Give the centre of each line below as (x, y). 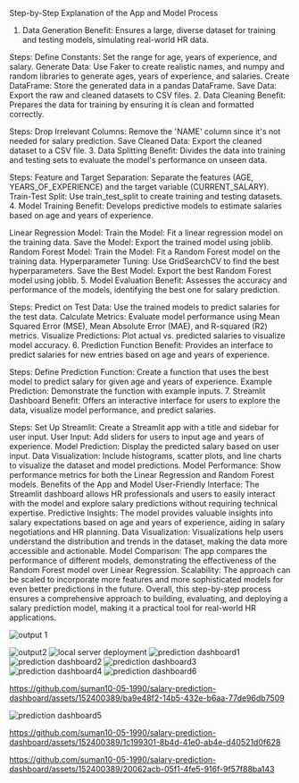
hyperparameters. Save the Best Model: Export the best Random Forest (141, 271)
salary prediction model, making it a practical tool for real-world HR (133, 608)
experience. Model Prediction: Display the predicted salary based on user (144, 446)
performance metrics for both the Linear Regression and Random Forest (142, 475)
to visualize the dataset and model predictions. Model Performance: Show (145, 465)
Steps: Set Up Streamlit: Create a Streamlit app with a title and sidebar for (144, 427)
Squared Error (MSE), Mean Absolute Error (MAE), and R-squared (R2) (138, 326)
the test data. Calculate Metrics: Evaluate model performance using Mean (145, 316)
